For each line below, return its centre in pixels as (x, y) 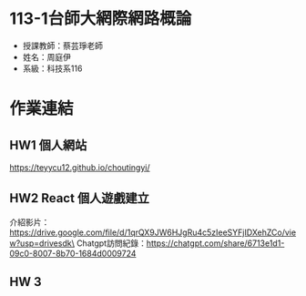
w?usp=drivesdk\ (42, 243)
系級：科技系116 (52, 68)
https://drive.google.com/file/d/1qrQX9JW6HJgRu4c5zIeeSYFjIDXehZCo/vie (153, 232)
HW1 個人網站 (48, 145)
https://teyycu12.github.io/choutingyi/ (80, 167)
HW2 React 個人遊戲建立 (80, 198)
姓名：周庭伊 (46, 56)
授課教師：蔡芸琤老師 (62, 46)
